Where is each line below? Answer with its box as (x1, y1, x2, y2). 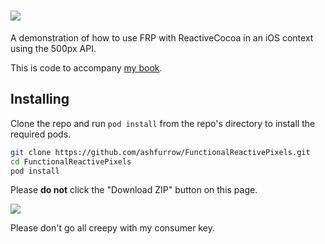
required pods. (10, 128, 72, 140)
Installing (10, 91, 70, 108)
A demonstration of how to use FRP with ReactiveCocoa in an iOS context (10, 31, 314, 44)
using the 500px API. (10, 42, 97, 54)
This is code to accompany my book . (10, 61, 163, 74)
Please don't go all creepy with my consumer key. (10, 222, 215, 234)
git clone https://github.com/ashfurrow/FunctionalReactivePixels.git (10, 147, 311, 157)
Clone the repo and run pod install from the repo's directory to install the (10, 117, 316, 129)
